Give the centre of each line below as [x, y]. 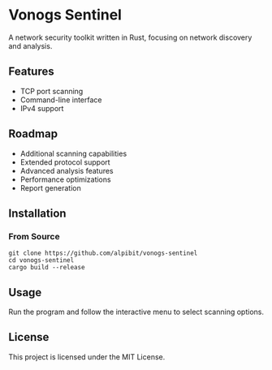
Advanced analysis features [67, 170]
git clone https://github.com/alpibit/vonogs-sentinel [103, 253]
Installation [37, 213]
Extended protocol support [65, 162]
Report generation [50, 187]
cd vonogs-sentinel [41, 260]
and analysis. [30, 45]
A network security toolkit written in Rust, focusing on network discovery [130, 37]
